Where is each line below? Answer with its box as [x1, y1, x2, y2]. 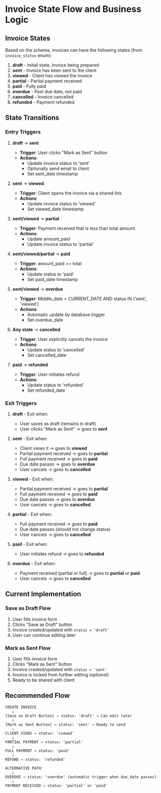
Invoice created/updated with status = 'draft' [12, 627, 110, 633]
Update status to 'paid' [27, 271, 75, 277]
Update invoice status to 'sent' [27, 160, 90, 166]
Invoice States [5, 34, 51, 42]
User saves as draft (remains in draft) [19, 420, 96, 427]
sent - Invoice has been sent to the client [12, 67, 97, 73]
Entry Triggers [5, 129, 41, 136]
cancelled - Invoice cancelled [12, 94, 74, 100]
